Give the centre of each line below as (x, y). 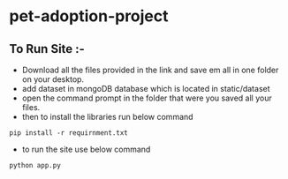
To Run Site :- (47, 49)
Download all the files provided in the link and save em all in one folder (150, 70)
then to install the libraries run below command (107, 117)
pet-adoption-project (89, 16)
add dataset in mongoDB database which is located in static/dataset (146, 89)
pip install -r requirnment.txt (68, 133)
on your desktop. (53, 79)
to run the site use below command (86, 149)
